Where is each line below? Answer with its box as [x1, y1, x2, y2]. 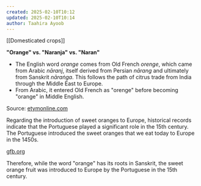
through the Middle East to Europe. [15, 80, 103, 87]
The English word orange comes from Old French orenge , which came [15, 60, 192, 68]
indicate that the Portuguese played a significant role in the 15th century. [6, 123, 189, 131]
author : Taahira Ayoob [6, 20, 64, 26]
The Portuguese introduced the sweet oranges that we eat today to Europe [6, 129, 195, 137]
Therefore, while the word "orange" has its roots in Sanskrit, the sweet [6, 160, 183, 167]
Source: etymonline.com [6, 105, 68, 112]
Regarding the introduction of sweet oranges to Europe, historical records [6, 116, 192, 124]
